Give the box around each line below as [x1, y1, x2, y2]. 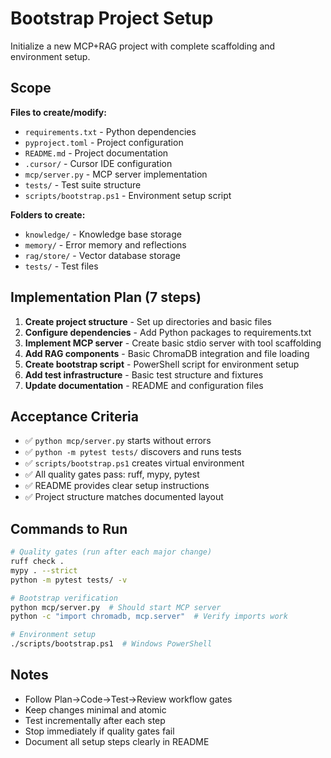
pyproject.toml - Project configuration [24, 136, 184, 148]
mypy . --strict [10, 565, 78, 576]
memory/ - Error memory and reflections [24, 238, 187, 251]
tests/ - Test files [24, 260, 99, 272]
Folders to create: [10, 208, 86, 221]
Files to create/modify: [10, 106, 107, 118]
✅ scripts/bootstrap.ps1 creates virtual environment [24, 457, 245, 469]
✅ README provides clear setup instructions [24, 480, 210, 492]
